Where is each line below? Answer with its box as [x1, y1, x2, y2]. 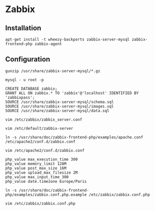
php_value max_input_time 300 [5, 174, 69, 180]
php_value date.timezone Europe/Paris [5, 179, 87, 184]
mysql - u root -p [5, 77, 44, 82]
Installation [5, 24, 41, 32]
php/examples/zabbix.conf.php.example [5, 192, 87, 197]
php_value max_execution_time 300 [5, 156, 78, 162]
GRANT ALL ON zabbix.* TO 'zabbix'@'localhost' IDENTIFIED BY [5, 90, 139, 95]
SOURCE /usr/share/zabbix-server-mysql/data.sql [5, 108, 110, 113]
